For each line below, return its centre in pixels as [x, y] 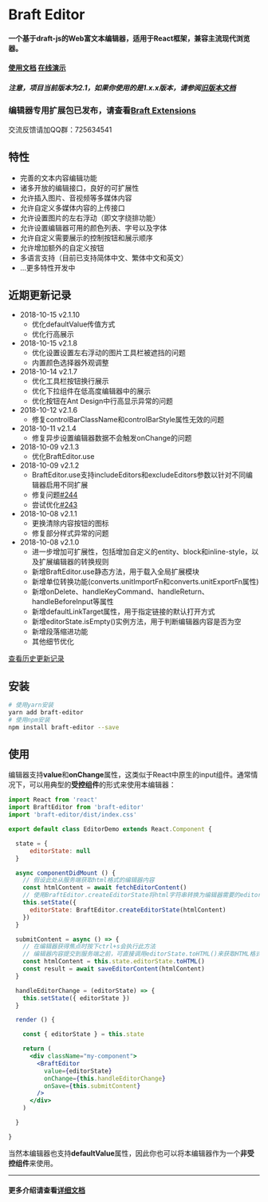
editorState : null [60, 851]
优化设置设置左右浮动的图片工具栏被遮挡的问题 [108, 353]
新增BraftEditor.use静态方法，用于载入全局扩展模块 [115, 571]
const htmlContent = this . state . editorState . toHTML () [114, 962]
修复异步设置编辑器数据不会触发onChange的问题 [112, 438]
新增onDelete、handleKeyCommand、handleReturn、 [120, 591]
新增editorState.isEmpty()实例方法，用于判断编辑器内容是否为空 [136, 622]
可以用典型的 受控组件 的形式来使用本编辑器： [102, 785]
